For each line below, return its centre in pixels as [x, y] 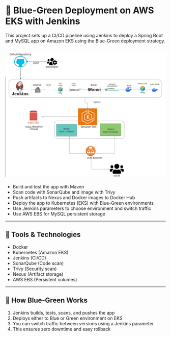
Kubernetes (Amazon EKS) [40, 252]
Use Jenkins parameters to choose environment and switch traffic [82, 208]
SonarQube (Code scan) [38, 263]
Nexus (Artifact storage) [38, 274]
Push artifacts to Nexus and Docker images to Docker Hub [74, 198]
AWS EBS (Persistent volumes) [45, 279]
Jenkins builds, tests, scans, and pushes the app [64, 312]
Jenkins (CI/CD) [30, 258]
